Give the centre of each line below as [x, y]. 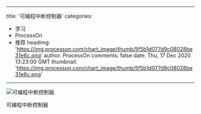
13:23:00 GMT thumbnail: [46, 62]
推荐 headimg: [33, 42]
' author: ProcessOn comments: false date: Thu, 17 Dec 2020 [116, 55]
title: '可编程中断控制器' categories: [49, 16]
